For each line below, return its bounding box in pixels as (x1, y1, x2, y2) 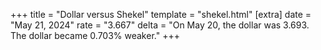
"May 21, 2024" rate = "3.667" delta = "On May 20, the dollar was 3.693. (10, 19, 310, 31)
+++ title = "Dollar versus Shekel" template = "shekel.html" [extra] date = (10, 9, 312, 20)
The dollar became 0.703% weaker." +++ (10, 30, 180, 41)
